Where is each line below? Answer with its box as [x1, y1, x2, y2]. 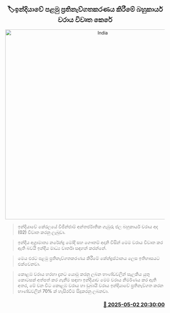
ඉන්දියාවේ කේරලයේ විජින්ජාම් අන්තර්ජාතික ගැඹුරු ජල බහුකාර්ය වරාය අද [17, 223, 158, 229]
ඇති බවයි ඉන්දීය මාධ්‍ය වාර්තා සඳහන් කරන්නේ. [17, 245, 107, 251]
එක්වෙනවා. [17, 261, 40, 267]
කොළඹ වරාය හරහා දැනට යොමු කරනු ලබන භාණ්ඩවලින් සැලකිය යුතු [17, 271, 150, 277]
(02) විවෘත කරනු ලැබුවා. [17, 229, 66, 235]
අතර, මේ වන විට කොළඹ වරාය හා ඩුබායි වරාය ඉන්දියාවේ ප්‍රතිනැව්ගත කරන [17, 282, 163, 288]
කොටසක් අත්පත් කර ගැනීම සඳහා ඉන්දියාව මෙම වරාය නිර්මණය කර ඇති [17, 277, 157, 283]
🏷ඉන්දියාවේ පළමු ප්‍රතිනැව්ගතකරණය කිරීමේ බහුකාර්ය [7, 5, 163, 14]
